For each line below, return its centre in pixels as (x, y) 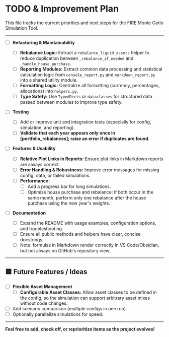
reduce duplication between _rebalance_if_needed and (77, 58)
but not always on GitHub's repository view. (65, 251)
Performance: (35, 181)
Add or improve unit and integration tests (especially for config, (86, 122)
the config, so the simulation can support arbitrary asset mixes (85, 298)
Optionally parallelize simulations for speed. (58, 314)
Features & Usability (34, 149)
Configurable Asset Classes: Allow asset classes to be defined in (88, 292)
